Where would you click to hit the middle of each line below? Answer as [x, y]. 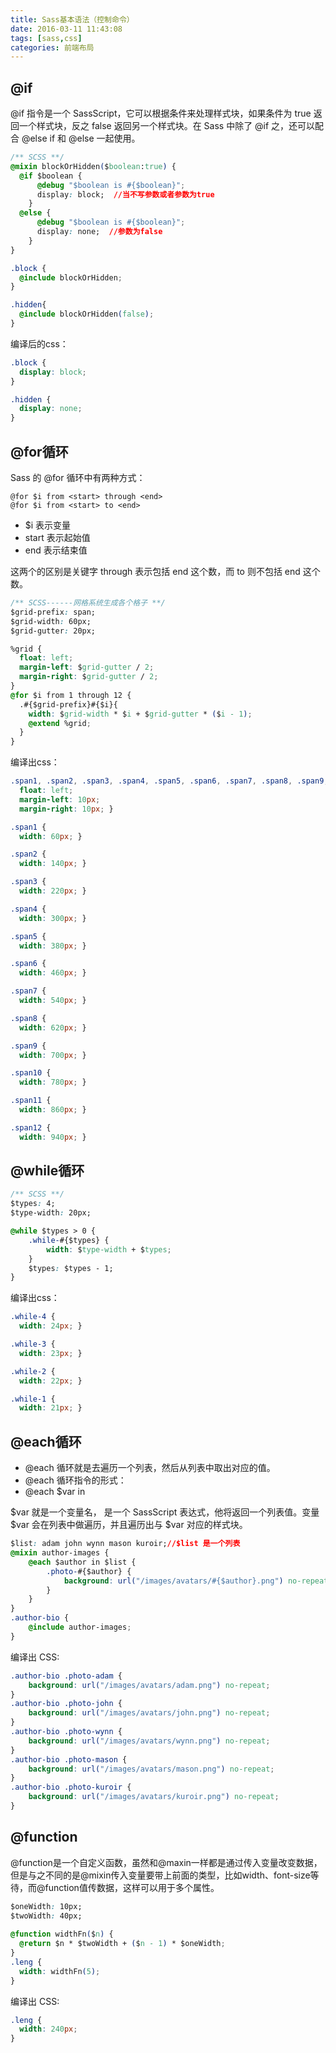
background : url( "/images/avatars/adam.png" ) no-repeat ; [149, 1685]
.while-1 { [33, 1399]
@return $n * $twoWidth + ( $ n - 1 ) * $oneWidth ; [122, 1944]
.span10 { [31, 1073]
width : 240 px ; [48, 2029]
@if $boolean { [51, 176]
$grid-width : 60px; [51, 621]
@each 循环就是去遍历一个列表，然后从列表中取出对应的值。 [150, 1468]
